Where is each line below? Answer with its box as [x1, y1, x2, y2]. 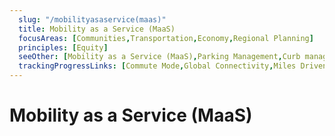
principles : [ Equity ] [18, 42, 109, 53]
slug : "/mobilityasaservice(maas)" [18, 14, 167, 25]
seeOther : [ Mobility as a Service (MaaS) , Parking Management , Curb [18, 52, 301, 62]
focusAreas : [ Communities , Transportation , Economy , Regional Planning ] [18, 33, 314, 43]
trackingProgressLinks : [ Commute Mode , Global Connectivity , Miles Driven [18, 61, 328, 71]
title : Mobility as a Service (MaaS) [18, 24, 176, 34]
